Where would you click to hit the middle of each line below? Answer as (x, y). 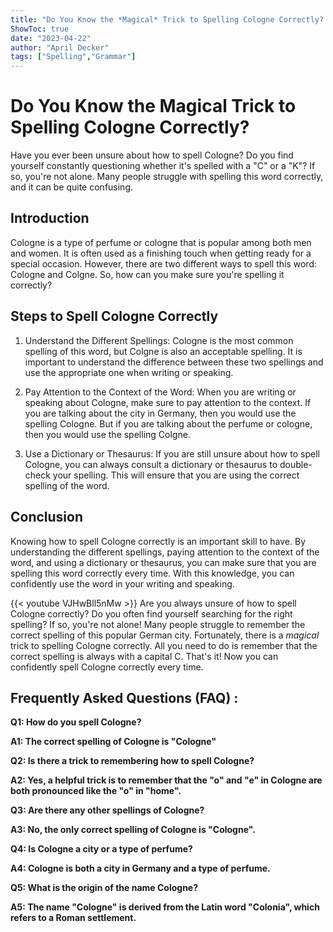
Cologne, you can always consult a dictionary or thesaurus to (151, 464)
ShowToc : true (40, 29)
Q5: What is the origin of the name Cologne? (104, 888)
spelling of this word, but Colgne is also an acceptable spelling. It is (163, 351)
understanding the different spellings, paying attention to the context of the (165, 552)
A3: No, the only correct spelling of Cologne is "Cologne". (133, 830)
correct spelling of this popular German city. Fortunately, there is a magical (165, 635)
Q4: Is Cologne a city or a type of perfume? (101, 849)
